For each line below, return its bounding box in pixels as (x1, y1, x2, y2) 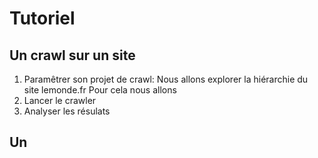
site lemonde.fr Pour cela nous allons (23, 84, 177, 96)
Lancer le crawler (23, 95, 97, 106)
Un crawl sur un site (9, 47, 136, 64)
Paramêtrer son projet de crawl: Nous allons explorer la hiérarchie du (23, 73, 309, 85)
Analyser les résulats (23, 105, 111, 117)
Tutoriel (9, 7, 76, 30)
